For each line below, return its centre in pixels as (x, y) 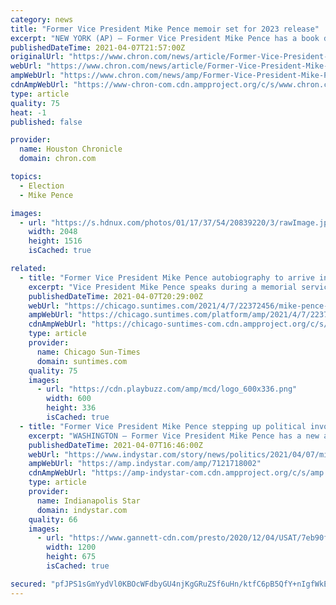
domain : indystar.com (82, 510)
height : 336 (71, 408)
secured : (28, 584)
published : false (46, 122)
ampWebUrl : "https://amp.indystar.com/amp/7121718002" (145, 464)
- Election (42, 186)
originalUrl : (37, 57)
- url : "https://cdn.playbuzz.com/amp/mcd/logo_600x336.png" (167, 389)
